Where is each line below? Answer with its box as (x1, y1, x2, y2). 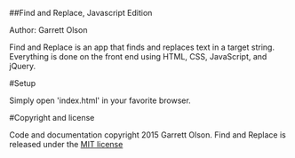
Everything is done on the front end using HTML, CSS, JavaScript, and (9, 51, 267, 61)
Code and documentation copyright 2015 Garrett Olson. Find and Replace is (9, 130, 286, 140)
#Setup (9, 78, 36, 88)
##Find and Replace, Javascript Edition (9, 8, 153, 18)
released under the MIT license (9, 139, 124, 149)
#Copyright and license (9, 113, 95, 122)
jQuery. (9, 61, 36, 71)
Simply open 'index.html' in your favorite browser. (9, 95, 191, 106)
